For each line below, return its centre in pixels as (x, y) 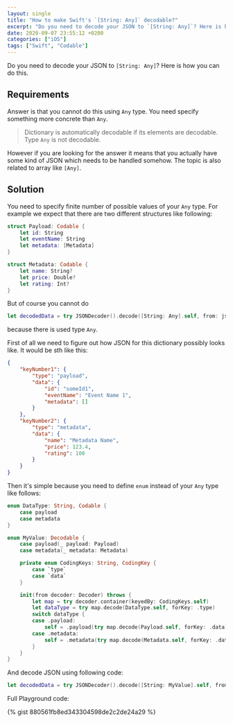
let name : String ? (46, 271)
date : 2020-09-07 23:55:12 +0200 (55, 33)
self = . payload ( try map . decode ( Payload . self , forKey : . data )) (137, 627)
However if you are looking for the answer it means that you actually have (112, 153)
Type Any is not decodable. (62, 139)
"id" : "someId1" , (69, 389)
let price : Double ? (48, 277)
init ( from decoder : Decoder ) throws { (76, 595)
